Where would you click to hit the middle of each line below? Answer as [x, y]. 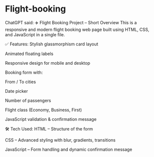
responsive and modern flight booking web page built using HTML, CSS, [77, 29]
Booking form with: [24, 72]
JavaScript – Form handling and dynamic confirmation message [69, 149]
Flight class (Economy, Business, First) [44, 110]
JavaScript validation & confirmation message [51, 119]
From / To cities [21, 82]
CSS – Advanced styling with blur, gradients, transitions [60, 140]
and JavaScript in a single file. [35, 34]
